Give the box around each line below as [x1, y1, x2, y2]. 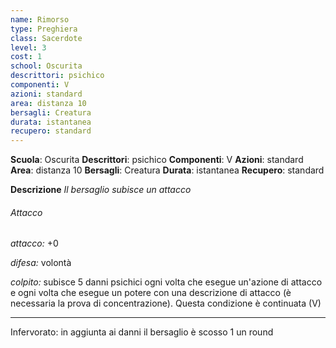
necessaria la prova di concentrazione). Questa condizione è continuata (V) [10, 297, 322, 310]
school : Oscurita [10, 61, 83, 71]
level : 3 [10, 42, 47, 53]
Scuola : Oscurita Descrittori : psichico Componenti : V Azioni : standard [10, 154, 304, 166]
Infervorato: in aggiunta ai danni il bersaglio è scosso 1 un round [10, 326, 274, 338]
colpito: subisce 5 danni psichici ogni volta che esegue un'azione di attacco [10, 276, 323, 288]
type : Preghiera [10, 24, 78, 34]
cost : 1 [10, 52, 43, 62]
